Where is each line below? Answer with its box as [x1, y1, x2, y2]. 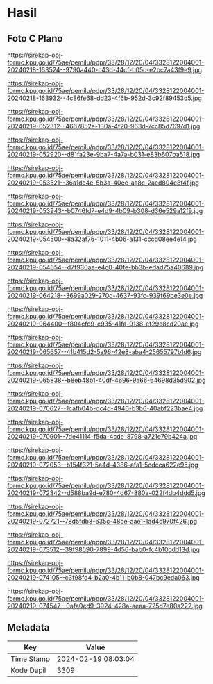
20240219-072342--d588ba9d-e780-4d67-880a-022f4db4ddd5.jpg [7, 489, 206, 497]
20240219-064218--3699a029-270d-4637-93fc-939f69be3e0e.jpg [7, 292, 203, 299]
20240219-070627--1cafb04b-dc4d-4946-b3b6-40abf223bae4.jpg [7, 404, 203, 412]
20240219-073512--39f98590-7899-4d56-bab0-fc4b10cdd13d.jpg [7, 545, 200, 553]
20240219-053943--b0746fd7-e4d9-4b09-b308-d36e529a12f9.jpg [7, 207, 203, 215]
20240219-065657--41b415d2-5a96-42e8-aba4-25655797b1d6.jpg [7, 348, 202, 356]
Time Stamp [10, 654, 51, 664]
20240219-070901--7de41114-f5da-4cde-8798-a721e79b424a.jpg [7, 433, 198, 440]
